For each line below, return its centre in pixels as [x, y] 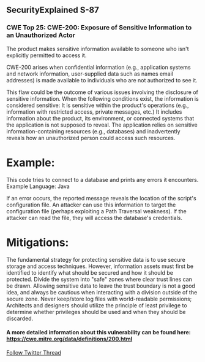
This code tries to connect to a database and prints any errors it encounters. [102, 179]
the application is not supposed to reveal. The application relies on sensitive [102, 125]
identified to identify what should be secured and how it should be [90, 272]
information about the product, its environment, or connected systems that [100, 118]
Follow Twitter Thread [34, 352]
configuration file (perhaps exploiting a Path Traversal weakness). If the [96, 211]
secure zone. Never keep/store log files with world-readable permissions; [99, 299]
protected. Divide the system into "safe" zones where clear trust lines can [99, 279]
